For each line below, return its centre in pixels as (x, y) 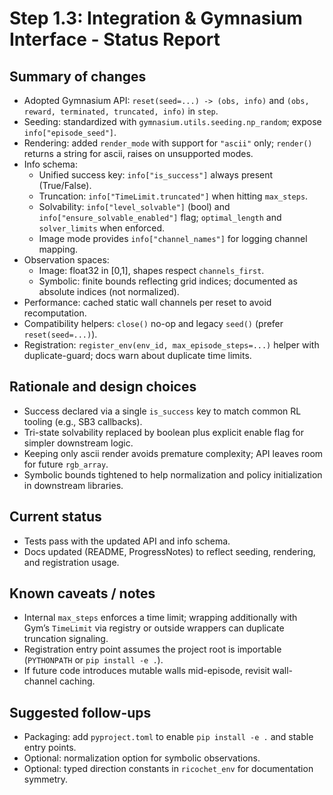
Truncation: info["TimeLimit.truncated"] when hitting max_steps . (173, 196)
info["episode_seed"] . (70, 132)
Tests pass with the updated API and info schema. (127, 541)
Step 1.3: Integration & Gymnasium (156, 18)
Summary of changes (78, 76)
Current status (55, 517)
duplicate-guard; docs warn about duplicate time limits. (137, 355)
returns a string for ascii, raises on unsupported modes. (138, 153)
